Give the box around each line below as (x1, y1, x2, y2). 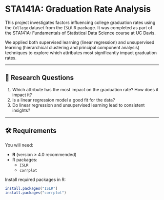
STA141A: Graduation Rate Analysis (5, 3, 151, 15)
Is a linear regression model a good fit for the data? (12, 97, 115, 103)
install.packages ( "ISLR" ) (5, 186, 58, 191)
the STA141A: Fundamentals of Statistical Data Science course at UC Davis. (5, 30, 156, 36)
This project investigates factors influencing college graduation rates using (5, 20, 156, 25)
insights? (12, 107, 31, 113)
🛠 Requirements (5, 127, 57, 135)
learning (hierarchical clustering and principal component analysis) (5, 44, 140, 50)
